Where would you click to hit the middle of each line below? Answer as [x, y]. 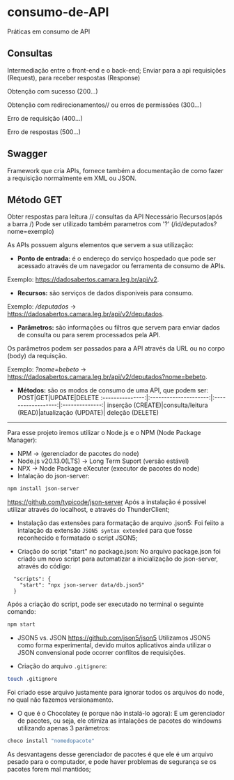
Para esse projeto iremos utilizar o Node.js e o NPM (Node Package [104, 433]
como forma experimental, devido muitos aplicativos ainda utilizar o [114, 645]
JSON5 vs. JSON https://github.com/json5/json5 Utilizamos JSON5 [114, 638]
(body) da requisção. [37, 356]
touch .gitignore [32, 679]
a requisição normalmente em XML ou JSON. [72, 178]
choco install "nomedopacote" [51, 741]
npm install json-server [43, 489]
